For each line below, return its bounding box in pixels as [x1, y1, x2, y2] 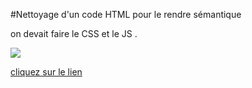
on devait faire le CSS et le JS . [10, 28, 138, 39]
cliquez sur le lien [10, 66, 83, 78]
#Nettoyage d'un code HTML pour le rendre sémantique [10, 9, 242, 20]
